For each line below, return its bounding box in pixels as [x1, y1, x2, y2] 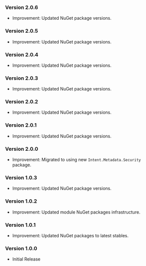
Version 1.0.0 [5, 245, 37, 252]
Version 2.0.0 [5, 145, 38, 152]
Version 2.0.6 [5, 4, 38, 11]
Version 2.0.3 [5, 75, 38, 82]
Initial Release [12, 256, 41, 262]
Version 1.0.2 [5, 198, 37, 205]
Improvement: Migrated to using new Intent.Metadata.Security [12, 157, 141, 163]
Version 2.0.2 [5, 98, 38, 105]
